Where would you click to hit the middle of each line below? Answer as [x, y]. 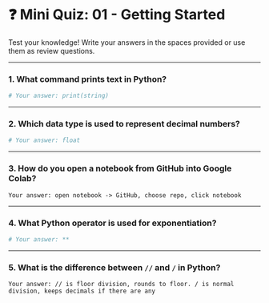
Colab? [22, 179]
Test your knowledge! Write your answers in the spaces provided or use [127, 42]
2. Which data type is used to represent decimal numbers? [124, 124]
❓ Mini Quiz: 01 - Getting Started [117, 15]
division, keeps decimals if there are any [82, 291]
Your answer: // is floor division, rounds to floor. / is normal [121, 285]
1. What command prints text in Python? [88, 79]
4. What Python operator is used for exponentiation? [112, 223]
